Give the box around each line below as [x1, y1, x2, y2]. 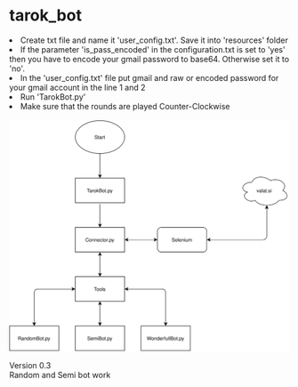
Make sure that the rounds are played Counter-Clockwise [20, 101, 230, 111]
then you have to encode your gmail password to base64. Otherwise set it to [9, 53, 290, 64]
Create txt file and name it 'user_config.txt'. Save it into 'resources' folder [20, 35, 289, 45]
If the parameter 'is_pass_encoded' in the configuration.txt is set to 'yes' [20, 44, 286, 54]
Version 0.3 [9, 359, 52, 370]
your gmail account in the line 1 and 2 [9, 82, 146, 93]
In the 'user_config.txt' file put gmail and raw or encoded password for [20, 72, 279, 83]
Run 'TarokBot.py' [20, 91, 86, 102]
